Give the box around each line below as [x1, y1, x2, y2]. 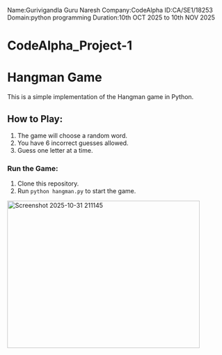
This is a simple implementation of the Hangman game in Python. [7, 93, 194, 101]
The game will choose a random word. [17, 131, 127, 139]
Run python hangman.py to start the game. [17, 187, 136, 195]
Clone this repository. [17, 179, 79, 188]
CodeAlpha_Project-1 [7, 38, 133, 54]
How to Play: [7, 113, 63, 125]
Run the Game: [7, 163, 58, 173]
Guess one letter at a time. [17, 146, 93, 154]
